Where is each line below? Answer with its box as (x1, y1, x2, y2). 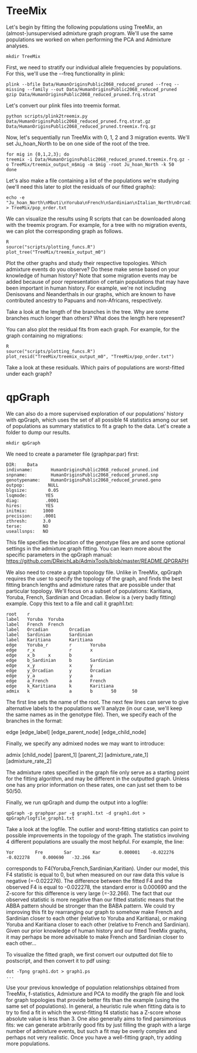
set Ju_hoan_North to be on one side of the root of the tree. (6, 140, 150, 147)
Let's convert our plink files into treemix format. (6, 101, 121, 109)
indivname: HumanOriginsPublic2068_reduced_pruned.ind (6, 467, 159, 473)
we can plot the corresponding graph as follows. (6, 227, 123, 235)
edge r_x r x (6, 647, 93, 653)
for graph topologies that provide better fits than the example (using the (6, 996, 179, 1003)
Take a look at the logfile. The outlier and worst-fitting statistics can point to (6, 826, 189, 833)
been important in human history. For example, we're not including (6, 284, 167, 291)
